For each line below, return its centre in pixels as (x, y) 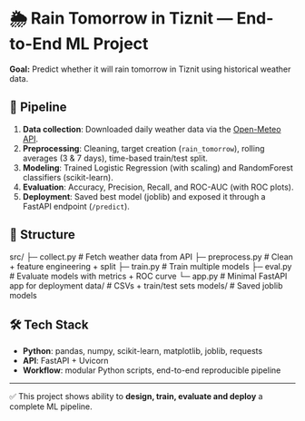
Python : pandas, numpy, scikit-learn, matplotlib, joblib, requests (143, 351)
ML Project (107, 44)
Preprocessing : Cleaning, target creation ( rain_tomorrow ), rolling (143, 148)
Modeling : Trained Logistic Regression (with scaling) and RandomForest (157, 167)
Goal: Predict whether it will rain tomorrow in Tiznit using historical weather (150, 69)
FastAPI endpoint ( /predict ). (76, 206)
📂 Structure (42, 235)
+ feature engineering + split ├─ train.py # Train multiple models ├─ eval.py (151, 266)
